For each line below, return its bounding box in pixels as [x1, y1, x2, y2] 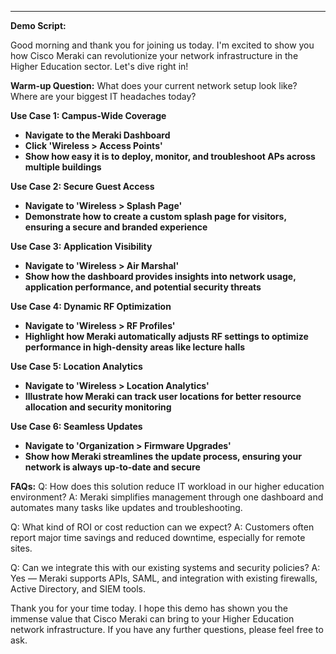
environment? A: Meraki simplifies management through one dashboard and [10, 491, 324, 503]
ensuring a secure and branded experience [24, 221, 208, 233]
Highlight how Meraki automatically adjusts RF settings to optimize [24, 331, 309, 342]
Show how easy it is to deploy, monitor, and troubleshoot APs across [24, 151, 316, 162]
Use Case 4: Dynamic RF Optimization [10, 301, 172, 312]
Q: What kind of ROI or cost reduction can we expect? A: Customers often [10, 521, 315, 533]
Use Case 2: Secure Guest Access [10, 181, 155, 192]
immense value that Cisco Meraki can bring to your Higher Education [10, 613, 295, 625]
